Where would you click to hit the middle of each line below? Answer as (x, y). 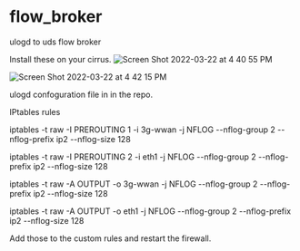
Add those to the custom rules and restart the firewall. (110, 238)
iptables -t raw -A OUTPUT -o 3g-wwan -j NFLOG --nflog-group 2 (134, 184)
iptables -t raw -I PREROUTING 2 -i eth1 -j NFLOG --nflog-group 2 (133, 157)
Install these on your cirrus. (60, 59)
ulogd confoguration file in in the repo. (81, 94)
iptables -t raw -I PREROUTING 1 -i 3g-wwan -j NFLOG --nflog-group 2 (142, 130)
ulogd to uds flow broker (55, 42)
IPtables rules (35, 111)
